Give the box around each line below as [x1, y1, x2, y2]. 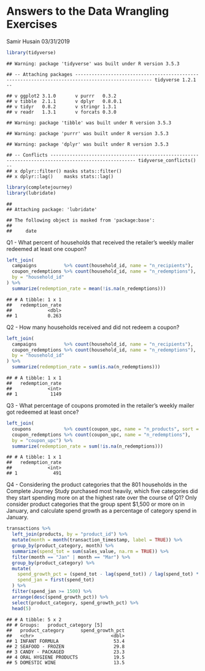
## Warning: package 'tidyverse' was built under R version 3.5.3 [6, 60, 180, 67]
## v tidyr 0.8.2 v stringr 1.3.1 [6, 103, 117, 110]
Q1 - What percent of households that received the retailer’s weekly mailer [6, 238, 194, 246]
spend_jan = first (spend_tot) [17, 577, 95, 583]
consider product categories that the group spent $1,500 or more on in [6, 500, 185, 508]
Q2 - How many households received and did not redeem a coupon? [6, 324, 180, 331]
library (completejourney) [6, 184, 72, 190]
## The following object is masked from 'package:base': [6, 217, 155, 223]
